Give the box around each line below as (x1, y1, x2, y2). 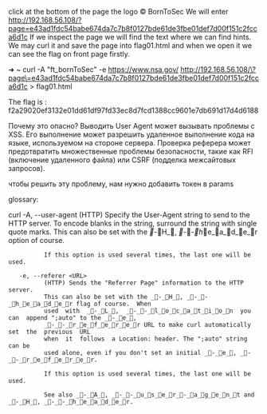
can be (8, 342, 30, 350)
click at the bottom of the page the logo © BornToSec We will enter (8, 7, 229, 16)
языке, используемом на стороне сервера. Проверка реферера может (8, 138, 251, 147)
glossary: (8, 195, 39, 204)
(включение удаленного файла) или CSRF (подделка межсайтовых (8, 155, 237, 165)
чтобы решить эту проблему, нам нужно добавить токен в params (8, 179, 234, 189)
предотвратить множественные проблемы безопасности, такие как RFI (8, 147, 253, 156)
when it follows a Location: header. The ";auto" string (43, 335, 248, 343)
